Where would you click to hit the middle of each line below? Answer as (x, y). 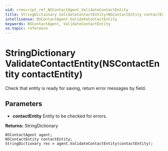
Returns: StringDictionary (32, 125)
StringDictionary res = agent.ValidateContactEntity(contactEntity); (79, 143)
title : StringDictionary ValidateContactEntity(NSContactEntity (73, 14)
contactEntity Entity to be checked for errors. (60, 116)
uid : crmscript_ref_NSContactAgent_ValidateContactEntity (67, 10)
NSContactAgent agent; (29, 135)
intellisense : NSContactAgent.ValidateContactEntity (61, 19)
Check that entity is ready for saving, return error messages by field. (76, 88)
